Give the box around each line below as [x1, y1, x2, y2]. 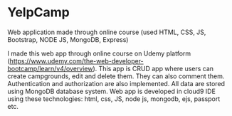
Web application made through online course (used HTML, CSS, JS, [7, 28, 206, 36]
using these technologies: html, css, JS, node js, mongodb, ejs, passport [7, 94, 221, 103]
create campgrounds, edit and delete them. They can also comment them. [7, 72, 225, 80]
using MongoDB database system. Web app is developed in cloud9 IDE [7, 87, 216, 95]
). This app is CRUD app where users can [93, 64, 214, 73]
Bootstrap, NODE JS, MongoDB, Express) [7, 35, 129, 43]
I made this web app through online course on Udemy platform [7, 49, 191, 58]
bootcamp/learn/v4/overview [7, 64, 93, 73]
